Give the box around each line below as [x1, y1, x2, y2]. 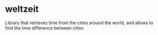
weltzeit [5, 3, 39, 15]
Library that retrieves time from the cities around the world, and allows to [5, 20, 154, 26]
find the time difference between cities [5, 25, 84, 31]
